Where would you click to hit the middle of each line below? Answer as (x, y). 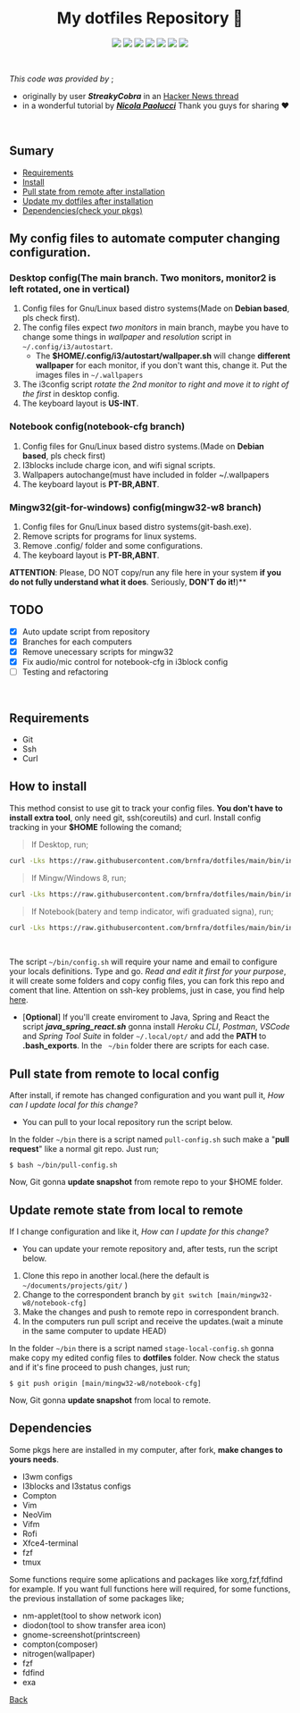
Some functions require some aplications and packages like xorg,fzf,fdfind (146, 1579)
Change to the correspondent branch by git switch (117, 1295)
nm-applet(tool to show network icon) (92, 1616)
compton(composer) (60, 1644)
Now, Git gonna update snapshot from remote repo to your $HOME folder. (146, 1182)
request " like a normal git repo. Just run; (84, 1149)
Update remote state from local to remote (126, 1210)
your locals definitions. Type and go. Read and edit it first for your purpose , (148, 971)
